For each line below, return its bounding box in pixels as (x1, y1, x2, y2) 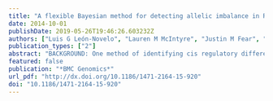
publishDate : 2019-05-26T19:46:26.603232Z (8, 27, 154, 35)
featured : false (8, 58, 63, 66)
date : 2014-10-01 (8, 20, 67, 28)
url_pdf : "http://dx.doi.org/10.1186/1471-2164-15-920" (8, 72, 201, 81)
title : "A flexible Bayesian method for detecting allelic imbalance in (8, 11, 260, 20)
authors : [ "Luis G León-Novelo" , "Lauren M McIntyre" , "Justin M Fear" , (8, 34, 260, 43)
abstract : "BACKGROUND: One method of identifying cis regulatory (8, 50, 238, 58)
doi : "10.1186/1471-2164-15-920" (8, 80, 122, 88)
